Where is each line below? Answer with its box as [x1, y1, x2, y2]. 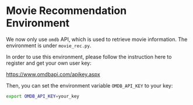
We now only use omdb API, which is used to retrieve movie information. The [6, 36, 188, 43]
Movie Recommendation [6, 4, 127, 17]
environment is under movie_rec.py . [6, 42, 92, 49]
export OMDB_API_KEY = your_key [6, 93, 80, 99]
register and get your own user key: [6, 60, 92, 66]
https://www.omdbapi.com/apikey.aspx [6, 71, 100, 78]
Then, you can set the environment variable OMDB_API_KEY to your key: [6, 82, 173, 89]
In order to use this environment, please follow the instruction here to [6, 53, 172, 60]
